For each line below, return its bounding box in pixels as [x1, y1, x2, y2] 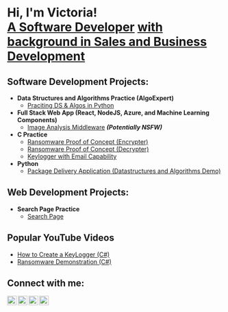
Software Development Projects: [7, 75, 149, 87]
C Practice [16, 130, 48, 139]
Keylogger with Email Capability [27, 152, 117, 160]
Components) [16, 116, 58, 124]
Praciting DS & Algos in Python [27, 101, 114, 109]
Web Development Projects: [7, 187, 129, 198]
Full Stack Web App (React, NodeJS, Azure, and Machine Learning [16, 108, 210, 117]
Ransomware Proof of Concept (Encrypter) [27, 138, 149, 145]
